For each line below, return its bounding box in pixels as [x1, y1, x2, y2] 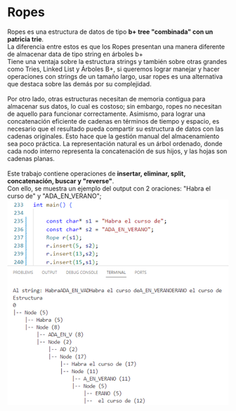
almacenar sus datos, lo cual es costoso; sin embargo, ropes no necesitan [7, 102, 222, 110]
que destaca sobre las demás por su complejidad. [7, 79, 152, 88]
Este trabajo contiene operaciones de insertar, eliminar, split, [7, 169, 186, 178]
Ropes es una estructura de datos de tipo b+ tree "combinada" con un [7, 27, 214, 36]
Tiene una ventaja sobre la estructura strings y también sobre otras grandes [7, 57, 228, 65]
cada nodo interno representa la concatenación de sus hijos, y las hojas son [7, 147, 228, 155]
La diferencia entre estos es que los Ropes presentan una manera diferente [7, 42, 225, 51]
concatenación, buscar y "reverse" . [7, 176, 114, 185]
